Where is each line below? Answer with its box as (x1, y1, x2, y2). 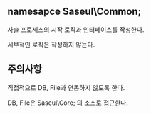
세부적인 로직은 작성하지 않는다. (7, 40, 95, 49)
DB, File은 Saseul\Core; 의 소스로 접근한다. (7, 98, 128, 107)
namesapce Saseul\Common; (7, 6, 142, 18)
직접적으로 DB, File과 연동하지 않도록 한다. (7, 83, 125, 91)
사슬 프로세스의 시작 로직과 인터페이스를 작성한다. (7, 25, 145, 34)
